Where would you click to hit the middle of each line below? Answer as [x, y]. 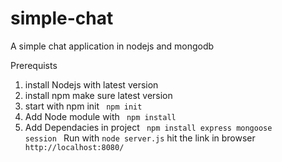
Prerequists [34, 65]
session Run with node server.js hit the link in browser [140, 138]
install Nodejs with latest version [91, 84]
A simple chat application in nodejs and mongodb [112, 46]
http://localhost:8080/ [74, 147]
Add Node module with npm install [100, 116]
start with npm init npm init [83, 106]
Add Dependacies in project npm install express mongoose [148, 127]
